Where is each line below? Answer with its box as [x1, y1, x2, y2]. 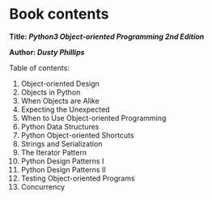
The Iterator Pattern [20, 147, 87, 157]
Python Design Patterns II [20, 164, 106, 174]
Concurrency [20, 181, 66, 191]
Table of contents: [9, 62, 70, 73]
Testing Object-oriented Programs [20, 173, 136, 183]
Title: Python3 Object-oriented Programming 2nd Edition [9, 32, 205, 41]
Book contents [9, 5, 109, 23]
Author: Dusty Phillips [9, 47, 85, 57]
